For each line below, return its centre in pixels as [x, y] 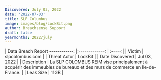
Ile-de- [149, 67]
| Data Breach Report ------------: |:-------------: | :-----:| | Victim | [74, 51]
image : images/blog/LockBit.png [39, 23]
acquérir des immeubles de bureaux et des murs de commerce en [73, 67]
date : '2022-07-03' [25, 14]
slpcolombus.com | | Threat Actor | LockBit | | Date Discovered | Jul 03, [79, 56]
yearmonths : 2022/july [29, 38]
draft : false [19, 33]
